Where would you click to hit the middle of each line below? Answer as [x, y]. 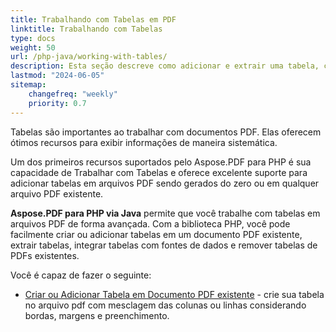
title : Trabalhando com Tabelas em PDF [93, 19]
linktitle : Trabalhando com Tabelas [86, 29]
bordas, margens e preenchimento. [97, 315]
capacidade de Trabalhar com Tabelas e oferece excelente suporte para [159, 172]
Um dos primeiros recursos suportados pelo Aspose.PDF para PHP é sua [161, 162]
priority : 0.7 [57, 103]
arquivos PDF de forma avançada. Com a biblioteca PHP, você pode [150, 223]
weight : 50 [33, 47]
